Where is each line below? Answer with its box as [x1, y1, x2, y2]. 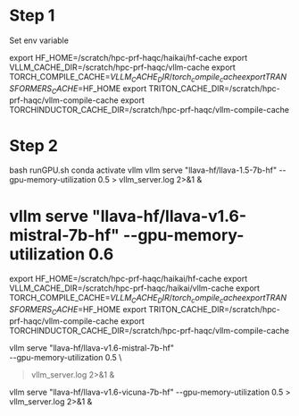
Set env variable [9, 35, 70, 46]
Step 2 [9, 135, 58, 156]
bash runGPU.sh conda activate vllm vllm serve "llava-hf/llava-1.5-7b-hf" [9, 165, 278, 175]
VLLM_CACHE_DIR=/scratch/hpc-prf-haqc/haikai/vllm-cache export [9, 283, 261, 293]
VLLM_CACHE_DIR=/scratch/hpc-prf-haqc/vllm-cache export [9, 62, 237, 72]
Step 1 [9, 5, 55, 26]
